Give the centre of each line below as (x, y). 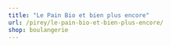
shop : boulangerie (38, 30)
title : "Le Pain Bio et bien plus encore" (79, 15)
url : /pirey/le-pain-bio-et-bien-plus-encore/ (86, 23)
